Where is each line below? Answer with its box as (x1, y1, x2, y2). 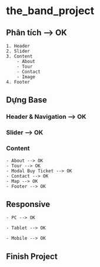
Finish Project (6, 251, 58, 261)
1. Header (6, 43, 31, 49)
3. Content (6, 54, 33, 59)
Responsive (6, 199, 51, 209)
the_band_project (6, 4, 95, 18)
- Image (16, 74, 35, 80)
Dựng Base (6, 95, 47, 105)
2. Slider (6, 48, 31, 54)
